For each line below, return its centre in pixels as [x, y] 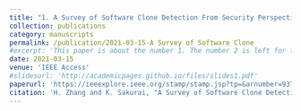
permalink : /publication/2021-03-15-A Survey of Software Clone [132, 43]
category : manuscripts [52, 34]
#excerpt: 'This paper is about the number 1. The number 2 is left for [148, 51]
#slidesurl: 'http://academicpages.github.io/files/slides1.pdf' [133, 76]
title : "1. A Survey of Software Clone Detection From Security [132, 17]
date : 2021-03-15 [42, 59]
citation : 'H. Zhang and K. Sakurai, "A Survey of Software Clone [136, 92]
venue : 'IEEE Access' [50, 68]
